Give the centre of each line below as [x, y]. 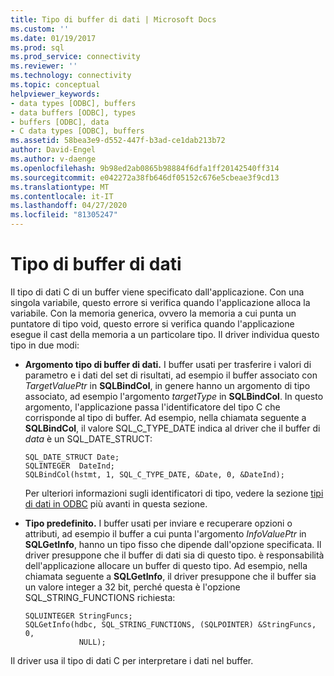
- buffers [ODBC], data [60, 122]
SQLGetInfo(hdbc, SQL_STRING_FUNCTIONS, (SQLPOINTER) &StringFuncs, [170, 624]
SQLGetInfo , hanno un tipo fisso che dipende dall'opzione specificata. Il [173, 544]
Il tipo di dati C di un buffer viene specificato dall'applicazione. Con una [157, 292]
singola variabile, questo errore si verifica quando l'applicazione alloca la [160, 302]
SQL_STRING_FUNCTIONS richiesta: [100, 597]
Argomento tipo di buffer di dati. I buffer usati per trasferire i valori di [168, 364]
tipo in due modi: [45, 345]
